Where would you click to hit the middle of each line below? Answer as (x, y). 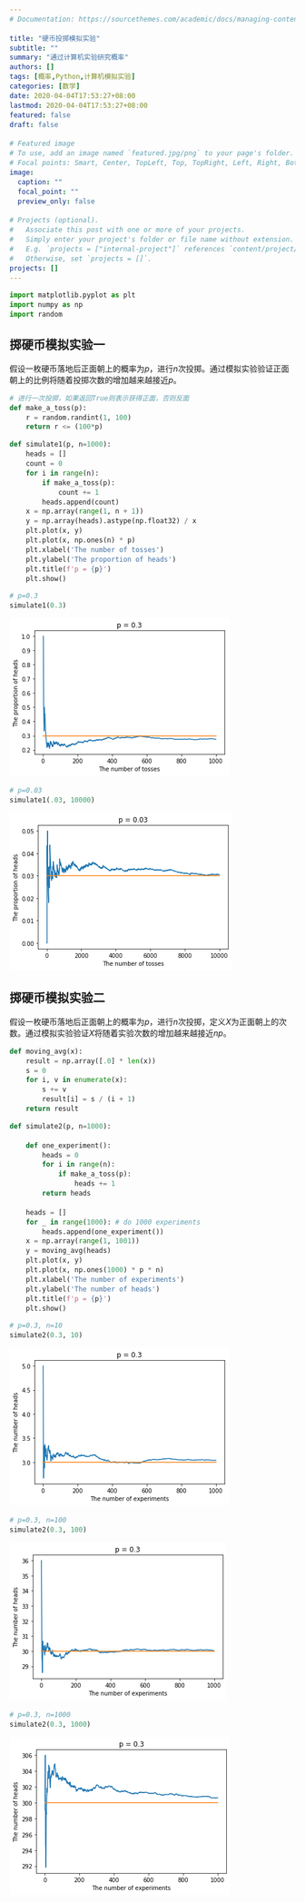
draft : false (34, 124)
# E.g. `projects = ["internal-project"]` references (117, 249)
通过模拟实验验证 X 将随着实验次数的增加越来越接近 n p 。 (128, 1033)
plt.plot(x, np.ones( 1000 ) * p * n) (95, 1270)
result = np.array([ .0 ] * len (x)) (91, 1061)
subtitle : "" (34, 48)
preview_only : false (56, 201)
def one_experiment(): (69, 1145)
